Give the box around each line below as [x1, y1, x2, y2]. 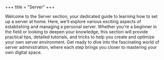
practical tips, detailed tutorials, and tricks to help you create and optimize [5, 34, 155, 40]
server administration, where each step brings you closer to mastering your [5, 45, 157, 50]
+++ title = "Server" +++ [5, 4, 55, 10]
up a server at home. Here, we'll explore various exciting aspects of [5, 19, 141, 24]
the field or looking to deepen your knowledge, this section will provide [5, 29, 148, 34]
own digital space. [5, 49, 42, 55]
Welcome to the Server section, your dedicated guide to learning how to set [5, 14, 158, 19]
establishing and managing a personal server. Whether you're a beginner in [5, 24, 157, 30]
